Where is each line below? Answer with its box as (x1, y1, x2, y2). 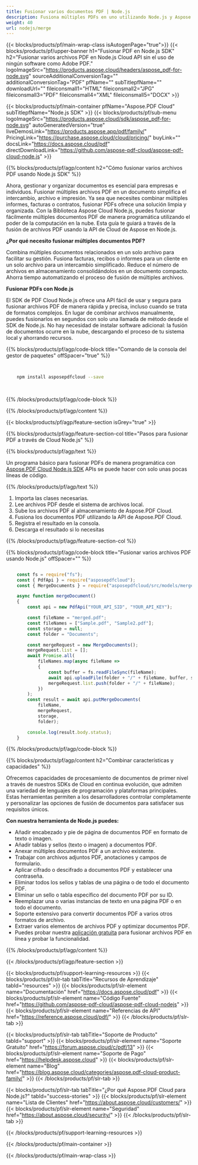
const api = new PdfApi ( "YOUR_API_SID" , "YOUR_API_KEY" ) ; (27, 604, 173, 611)
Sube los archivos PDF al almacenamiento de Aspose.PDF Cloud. (14, 507, 173, 514)
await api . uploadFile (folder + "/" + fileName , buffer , (48, 675, 189, 681)
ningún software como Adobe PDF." (6, 60, 93, 67)
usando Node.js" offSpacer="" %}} (6, 555, 91, 562)
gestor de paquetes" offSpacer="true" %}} (6, 352, 111, 359)
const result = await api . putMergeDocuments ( (27, 697, 141, 703)
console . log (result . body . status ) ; (27, 729, 112, 735)
